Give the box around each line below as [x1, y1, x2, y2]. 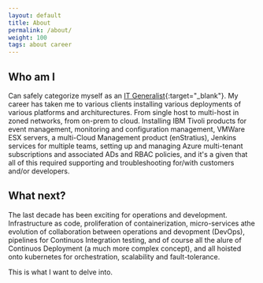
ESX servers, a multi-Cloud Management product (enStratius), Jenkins [8, 132, 237, 142]
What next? [8, 189, 66, 203]
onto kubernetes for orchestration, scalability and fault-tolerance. [8, 251, 220, 261]
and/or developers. [8, 166, 70, 176]
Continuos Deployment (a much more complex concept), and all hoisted [8, 244, 242, 253]
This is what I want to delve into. [8, 267, 113, 277]
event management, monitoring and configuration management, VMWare [8, 124, 246, 134]
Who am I [8, 70, 55, 84]
